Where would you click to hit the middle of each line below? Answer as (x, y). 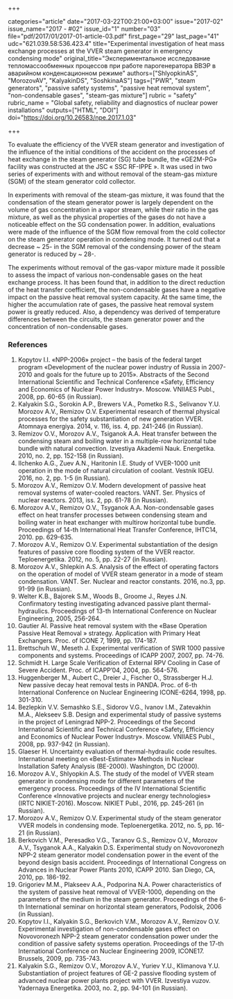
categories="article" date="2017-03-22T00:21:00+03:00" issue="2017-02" (116, 21)
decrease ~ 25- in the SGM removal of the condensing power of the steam (114, 247)
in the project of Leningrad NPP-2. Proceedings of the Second (107, 722)
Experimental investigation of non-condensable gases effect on (109, 929)
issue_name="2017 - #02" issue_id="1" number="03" (84, 29)
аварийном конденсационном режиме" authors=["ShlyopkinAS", (103, 73)
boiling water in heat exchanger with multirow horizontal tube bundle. (117, 522)
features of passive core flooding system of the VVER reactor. (106, 552)
